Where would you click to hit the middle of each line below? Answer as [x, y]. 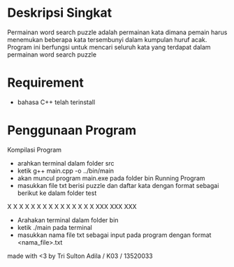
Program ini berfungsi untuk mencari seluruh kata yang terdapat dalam [109, 47]
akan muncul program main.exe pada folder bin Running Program [111, 178]
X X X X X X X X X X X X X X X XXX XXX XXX [72, 206]
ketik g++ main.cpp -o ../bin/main [65, 171]
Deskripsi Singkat [60, 13]
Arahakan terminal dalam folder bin [68, 220]
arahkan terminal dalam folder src [66, 163]
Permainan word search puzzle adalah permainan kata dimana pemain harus [117, 32]
